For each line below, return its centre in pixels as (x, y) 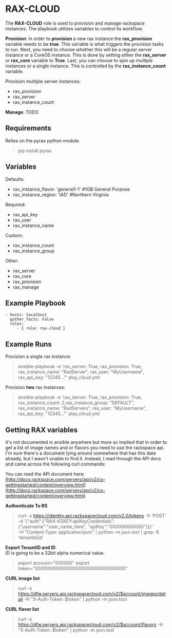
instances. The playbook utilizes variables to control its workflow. (74, 28)
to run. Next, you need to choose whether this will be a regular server (79, 49)
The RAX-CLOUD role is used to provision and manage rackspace (75, 23)
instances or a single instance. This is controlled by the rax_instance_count (85, 66)
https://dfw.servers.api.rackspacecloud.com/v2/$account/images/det (92, 594)
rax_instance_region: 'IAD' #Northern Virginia (61, 194)
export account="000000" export (54, 563)
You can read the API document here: (45, 474)
